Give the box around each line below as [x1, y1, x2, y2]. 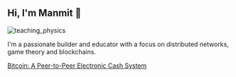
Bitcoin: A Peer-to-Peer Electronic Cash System [7, 61, 147, 70]
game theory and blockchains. [7, 47, 97, 56]
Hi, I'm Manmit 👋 [7, 7, 82, 19]
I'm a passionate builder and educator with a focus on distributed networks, [7, 40, 229, 48]
